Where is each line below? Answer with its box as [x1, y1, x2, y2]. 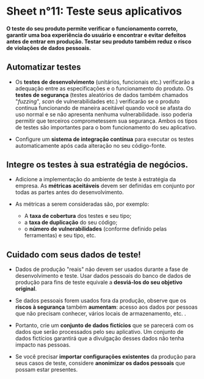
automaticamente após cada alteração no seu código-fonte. [15, 142, 167, 149]
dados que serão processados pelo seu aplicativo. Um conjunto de [15, 328, 184, 336]
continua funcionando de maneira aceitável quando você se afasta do [15, 104, 191, 111]
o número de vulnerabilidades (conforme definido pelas [24, 225, 167, 233]
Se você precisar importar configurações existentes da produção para [15, 353, 196, 361]
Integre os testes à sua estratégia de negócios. [6, 159, 188, 170]
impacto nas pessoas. [15, 341, 71, 348]
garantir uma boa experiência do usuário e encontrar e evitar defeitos [6, 31, 186, 38]
